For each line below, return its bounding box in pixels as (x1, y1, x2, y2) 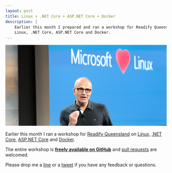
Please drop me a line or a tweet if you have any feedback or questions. (5, 162, 157, 168)
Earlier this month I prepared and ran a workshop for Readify (14, 25, 153, 30)
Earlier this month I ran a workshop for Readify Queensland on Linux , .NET (5, 131, 162, 137)
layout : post (5, 8, 33, 13)
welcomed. (5, 152, 29, 158)
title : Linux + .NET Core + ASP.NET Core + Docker (5, 13, 116, 19)
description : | (5, 19, 38, 24)
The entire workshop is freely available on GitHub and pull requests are (5, 146, 157, 152)
